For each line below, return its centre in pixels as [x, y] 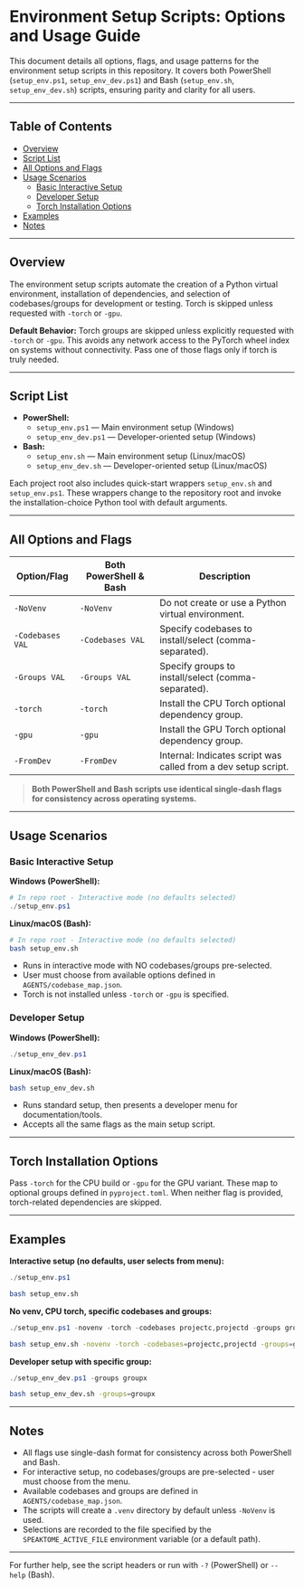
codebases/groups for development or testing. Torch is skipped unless [141, 303]
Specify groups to [197, 667]
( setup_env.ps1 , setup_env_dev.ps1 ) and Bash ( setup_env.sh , [122, 80]
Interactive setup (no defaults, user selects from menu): [117, 1261]
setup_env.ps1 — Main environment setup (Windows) [135, 428]
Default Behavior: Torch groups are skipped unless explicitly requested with [152, 330]
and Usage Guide [75, 36]
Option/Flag [43, 576]
